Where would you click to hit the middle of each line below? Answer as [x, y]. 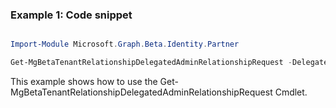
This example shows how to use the [84, 82]
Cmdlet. [291, 92]
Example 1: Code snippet [71, 15]
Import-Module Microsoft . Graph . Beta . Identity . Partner [125, 44]
